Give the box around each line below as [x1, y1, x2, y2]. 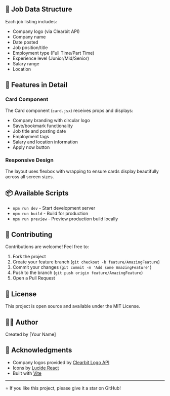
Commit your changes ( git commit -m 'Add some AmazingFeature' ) [12, 264, 152, 270]
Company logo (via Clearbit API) [12, 28, 80, 34]
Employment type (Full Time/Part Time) [12, 50, 95, 56]
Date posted [12, 39, 38, 45]
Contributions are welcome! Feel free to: [5, 244, 90, 250]
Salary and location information [12, 139, 78, 145]
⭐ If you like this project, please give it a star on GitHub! [5, 385, 121, 391]
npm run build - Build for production [12, 210, 89, 216]
